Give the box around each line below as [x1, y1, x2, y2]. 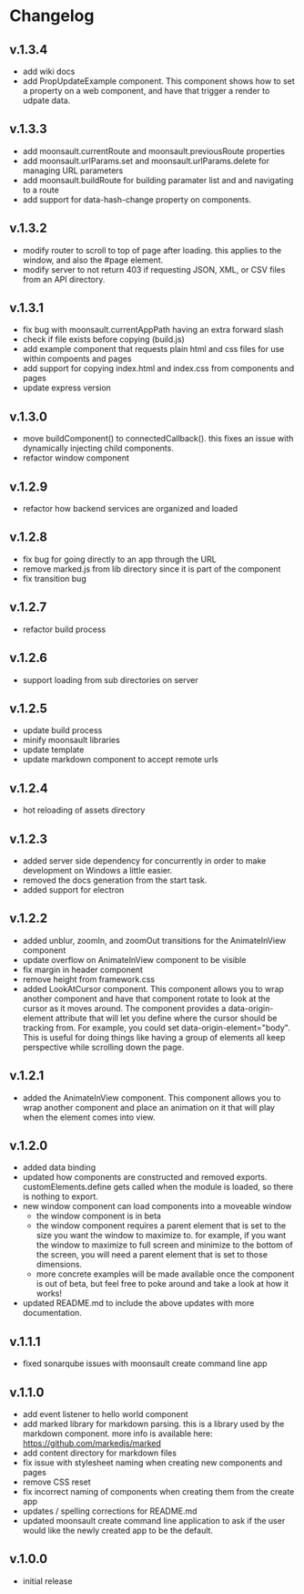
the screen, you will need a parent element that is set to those [35, 1249, 269, 1260]
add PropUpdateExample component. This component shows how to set [22, 76, 296, 87]
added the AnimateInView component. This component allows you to [22, 1092, 281, 1103]
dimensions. [35, 1259, 83, 1270]
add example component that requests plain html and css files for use [22, 344, 285, 355]
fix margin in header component [22, 964, 144, 975]
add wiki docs [22, 66, 76, 77]
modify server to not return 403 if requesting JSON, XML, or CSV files [22, 264, 286, 274]
